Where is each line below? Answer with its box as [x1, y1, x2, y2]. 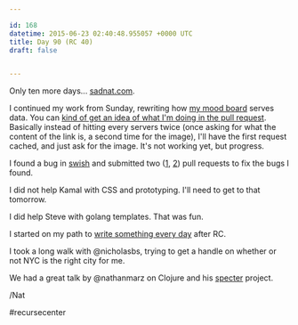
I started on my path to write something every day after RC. [9, 229, 227, 240]
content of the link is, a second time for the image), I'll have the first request [9, 131, 287, 142]
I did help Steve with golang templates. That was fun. [9, 211, 204, 223]
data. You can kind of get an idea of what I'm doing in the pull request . [9, 112, 267, 123]
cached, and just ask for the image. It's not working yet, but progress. [9, 141, 265, 151]
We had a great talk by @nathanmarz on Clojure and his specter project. [9, 272, 274, 283]
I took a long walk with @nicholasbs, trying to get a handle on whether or [9, 246, 278, 256]
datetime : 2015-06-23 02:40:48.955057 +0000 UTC [9, 28, 193, 38]
